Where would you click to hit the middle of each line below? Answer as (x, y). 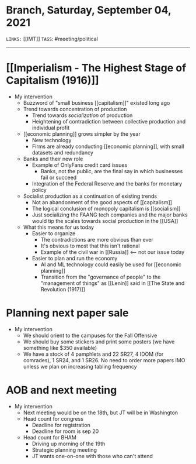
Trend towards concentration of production (75, 109)
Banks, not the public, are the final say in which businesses (112, 171)
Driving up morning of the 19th (69, 444)
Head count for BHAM (50, 437)
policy (39, 190)
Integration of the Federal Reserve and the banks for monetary (107, 183)
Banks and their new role (53, 159)
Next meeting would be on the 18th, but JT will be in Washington (101, 413)
